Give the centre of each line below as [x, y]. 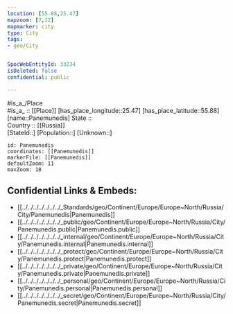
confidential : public [38, 77]
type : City [23, 33]
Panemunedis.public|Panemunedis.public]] [79, 229]
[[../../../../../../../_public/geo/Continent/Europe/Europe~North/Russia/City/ [121, 222]
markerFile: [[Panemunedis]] [49, 157]
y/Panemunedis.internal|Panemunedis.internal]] [85, 244]
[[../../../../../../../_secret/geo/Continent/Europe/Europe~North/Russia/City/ [121, 296]
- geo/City [23, 46]
